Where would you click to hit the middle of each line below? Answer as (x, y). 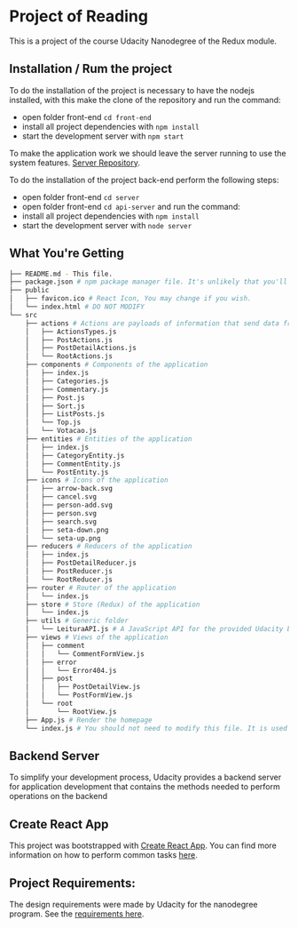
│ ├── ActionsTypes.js (71, 332)
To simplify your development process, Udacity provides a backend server (145, 777)
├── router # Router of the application (101, 588)
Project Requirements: (72, 883)
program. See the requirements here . (77, 914)
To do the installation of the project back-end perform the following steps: (144, 180)
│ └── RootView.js (71, 712)
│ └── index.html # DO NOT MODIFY (77, 307)
